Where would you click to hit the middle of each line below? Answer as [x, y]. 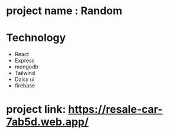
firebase [25, 86]
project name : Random [64, 11]
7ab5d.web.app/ [47, 122]
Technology [36, 38]
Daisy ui [25, 79]
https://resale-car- [116, 110]
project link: [36, 110]
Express [25, 61]
